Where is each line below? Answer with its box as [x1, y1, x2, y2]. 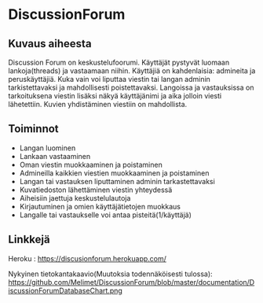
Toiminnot [8, 122, 59, 135]
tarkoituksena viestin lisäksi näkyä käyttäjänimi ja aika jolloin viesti [8, 91, 222, 100]
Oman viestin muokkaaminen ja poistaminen [19, 160, 163, 169]
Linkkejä [8, 233, 50, 246]
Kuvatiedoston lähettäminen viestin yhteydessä [19, 185, 173, 194]
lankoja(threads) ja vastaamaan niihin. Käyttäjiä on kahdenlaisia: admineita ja [8, 66, 256, 76]
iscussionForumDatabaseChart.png [8, 286, 123, 295]
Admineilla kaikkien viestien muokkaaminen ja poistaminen [19, 168, 210, 178]
